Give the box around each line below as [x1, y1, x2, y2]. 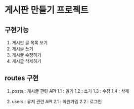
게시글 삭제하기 [11, 58, 42, 64]
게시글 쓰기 [11, 46, 34, 52]
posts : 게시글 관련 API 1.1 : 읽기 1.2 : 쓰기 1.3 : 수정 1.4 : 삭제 [11, 88, 130, 94]
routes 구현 [4, 74, 39, 82]
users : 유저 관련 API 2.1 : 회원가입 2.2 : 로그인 [11, 98, 102, 104]
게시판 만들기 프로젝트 [4, 4, 89, 16]
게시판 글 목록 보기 [11, 40, 48, 45]
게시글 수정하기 [11, 52, 42, 58]
